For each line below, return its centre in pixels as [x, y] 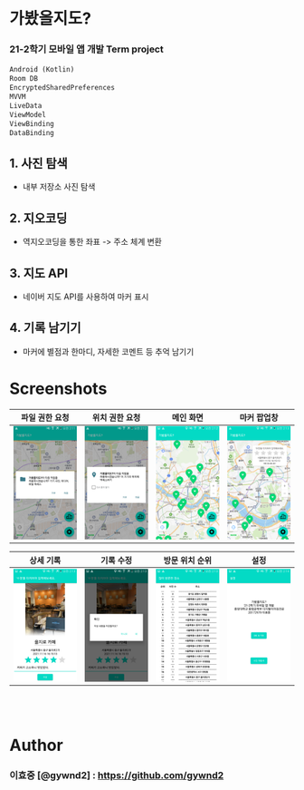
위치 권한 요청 [116, 417]
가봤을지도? [51, 19]
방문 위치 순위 [188, 560]
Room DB [24, 79]
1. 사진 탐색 [38, 163]
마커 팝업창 [259, 417]
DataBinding [32, 133]
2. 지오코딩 [38, 218]
